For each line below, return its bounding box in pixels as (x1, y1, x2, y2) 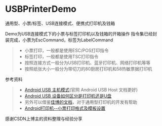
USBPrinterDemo (5, 3, 77, 15)
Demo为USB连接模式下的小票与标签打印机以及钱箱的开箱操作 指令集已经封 (5, 31, 157, 36)
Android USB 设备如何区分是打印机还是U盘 (24, 93, 112, 99)
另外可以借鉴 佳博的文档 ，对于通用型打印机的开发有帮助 (24, 99, 137, 105)
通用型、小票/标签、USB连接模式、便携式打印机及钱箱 (5, 20, 115, 26)
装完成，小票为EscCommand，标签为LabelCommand (5, 37, 114, 43)
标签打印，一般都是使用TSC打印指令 (24, 53, 99, 60)
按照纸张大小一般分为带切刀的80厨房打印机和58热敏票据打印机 (24, 65, 153, 72)
